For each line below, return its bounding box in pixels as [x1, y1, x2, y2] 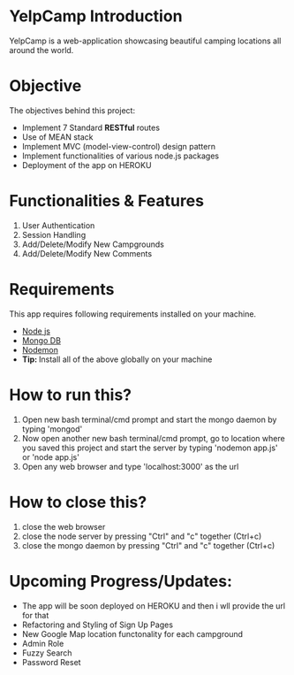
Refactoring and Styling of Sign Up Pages [21, 619, 174, 630]
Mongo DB [21, 334, 62, 346]
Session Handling [21, 229, 87, 240]
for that [21, 610, 49, 620]
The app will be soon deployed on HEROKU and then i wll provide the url [21, 600, 285, 611]
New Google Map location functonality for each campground [21, 628, 244, 639]
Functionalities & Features [9, 191, 205, 211]
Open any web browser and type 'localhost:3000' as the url [21, 461, 239, 472]
